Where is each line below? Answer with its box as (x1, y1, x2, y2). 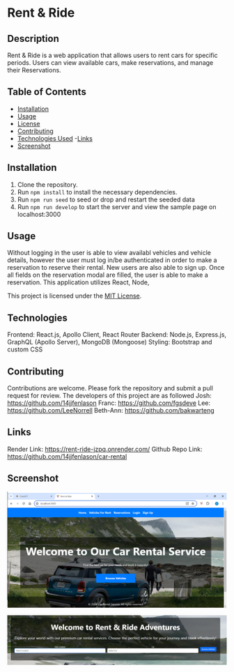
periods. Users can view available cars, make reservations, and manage (7, 59, 214, 67)
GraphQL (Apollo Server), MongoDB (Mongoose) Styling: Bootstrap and (7, 338, 212, 346)
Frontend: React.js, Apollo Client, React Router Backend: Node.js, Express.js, (7, 330, 227, 339)
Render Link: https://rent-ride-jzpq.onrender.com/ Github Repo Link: (7, 445, 203, 453)
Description (7, 33, 59, 45)
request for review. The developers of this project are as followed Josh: (7, 392, 212, 400)
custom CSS (7, 345, 43, 353)
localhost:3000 (17, 210, 61, 218)
